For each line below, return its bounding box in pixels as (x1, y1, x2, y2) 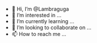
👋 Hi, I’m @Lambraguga (11, 6, 69, 12)
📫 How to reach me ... (11, 31, 66, 37)
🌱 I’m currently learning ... (11, 18, 75, 24)
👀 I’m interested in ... (11, 12, 62, 19)
